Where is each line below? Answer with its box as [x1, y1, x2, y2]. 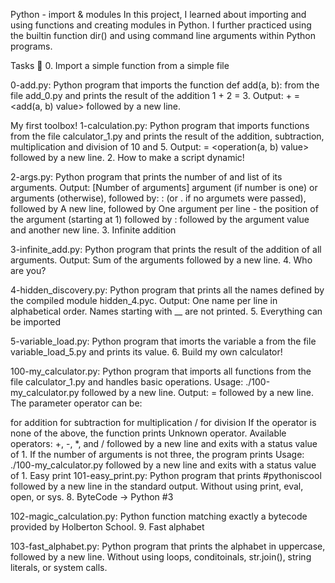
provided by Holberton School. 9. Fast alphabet [10, 521, 205, 533]
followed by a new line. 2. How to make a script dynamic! [10, 152, 245, 163]
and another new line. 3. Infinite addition [10, 224, 177, 236]
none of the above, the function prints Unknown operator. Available [10, 427, 287, 439]
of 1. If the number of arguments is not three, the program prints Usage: [10, 449, 305, 460]
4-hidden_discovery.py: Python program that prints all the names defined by [10, 284, 325, 296]
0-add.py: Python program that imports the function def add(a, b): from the [10, 79, 320, 91]
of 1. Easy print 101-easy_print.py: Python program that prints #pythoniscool [10, 470, 322, 481]
